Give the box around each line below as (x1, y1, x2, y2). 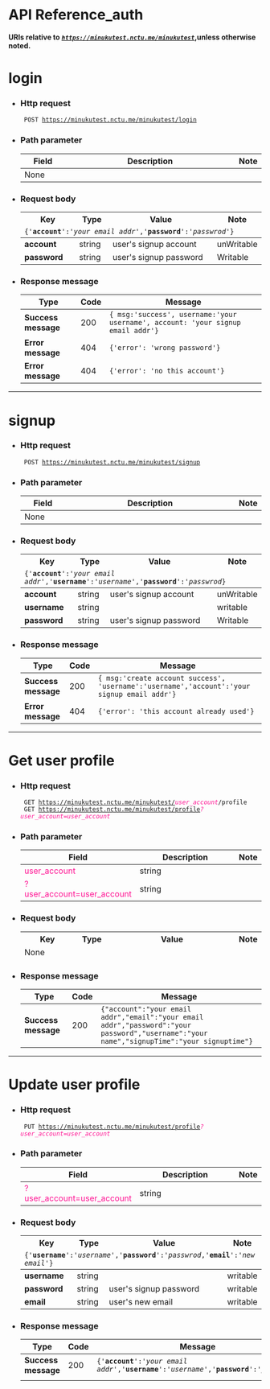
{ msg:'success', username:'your (108, 310, 237, 319)
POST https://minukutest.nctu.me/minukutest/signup (23, 458, 201, 466)
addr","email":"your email (100, 1012, 204, 1022)
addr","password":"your (100, 1020, 191, 1030)
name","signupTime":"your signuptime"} (100, 1037, 253, 1046)
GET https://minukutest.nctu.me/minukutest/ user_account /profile (23, 798, 247, 806)
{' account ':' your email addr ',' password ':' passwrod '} (23, 227, 235, 237)
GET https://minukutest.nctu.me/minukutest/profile (23, 806, 201, 814)
